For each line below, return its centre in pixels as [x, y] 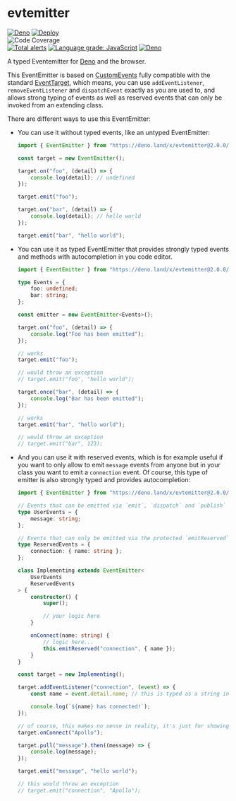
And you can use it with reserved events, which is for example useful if [120, 457]
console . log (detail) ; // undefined [83, 177]
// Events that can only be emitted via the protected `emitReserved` [123, 538]
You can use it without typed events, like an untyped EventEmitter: [113, 132]
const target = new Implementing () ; [71, 674]
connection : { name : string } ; [76, 551]
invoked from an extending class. [55, 105]
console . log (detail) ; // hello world [86, 216]
